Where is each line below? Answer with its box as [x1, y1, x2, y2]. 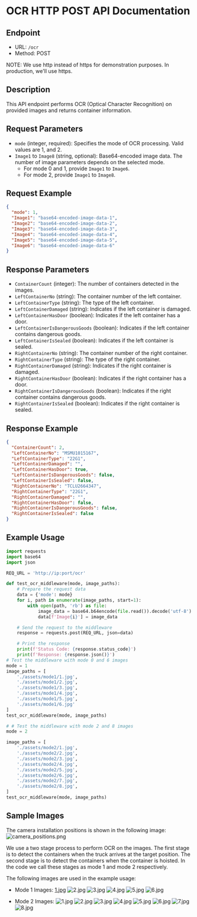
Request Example [6, 188, 72, 199]
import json [6, 559, 35, 565]
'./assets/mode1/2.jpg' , [17, 679, 78, 685]
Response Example [6, 423, 78, 433]
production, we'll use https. [6, 68, 73, 75]
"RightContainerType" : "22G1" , [11, 488, 89, 494]
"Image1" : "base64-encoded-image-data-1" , [11, 215, 118, 221]
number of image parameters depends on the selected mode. [14, 158, 165, 165]
